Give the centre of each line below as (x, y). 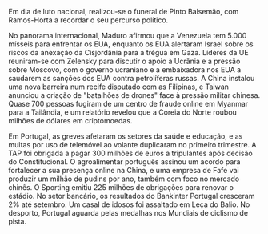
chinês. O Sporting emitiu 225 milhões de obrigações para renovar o (121, 187)
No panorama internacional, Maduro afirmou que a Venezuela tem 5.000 (128, 36)
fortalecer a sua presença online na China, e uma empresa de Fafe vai (124, 170)
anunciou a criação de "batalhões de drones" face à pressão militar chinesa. (134, 95)
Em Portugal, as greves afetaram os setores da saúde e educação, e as (126, 136)
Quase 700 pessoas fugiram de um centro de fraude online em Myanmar (128, 104)
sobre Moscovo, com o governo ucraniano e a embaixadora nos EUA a (125, 70)
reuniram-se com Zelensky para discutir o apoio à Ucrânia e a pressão (124, 61)
